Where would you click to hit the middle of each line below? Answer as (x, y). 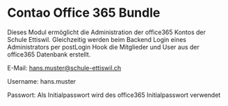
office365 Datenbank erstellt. (49, 54)
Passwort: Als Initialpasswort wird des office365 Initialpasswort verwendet (114, 95)
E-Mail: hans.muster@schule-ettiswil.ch (64, 68)
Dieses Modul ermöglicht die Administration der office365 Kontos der (107, 32)
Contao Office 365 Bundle (84, 13)
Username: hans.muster (42, 81)
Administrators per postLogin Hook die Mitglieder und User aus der (103, 47)
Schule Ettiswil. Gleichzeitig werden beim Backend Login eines (97, 39)
